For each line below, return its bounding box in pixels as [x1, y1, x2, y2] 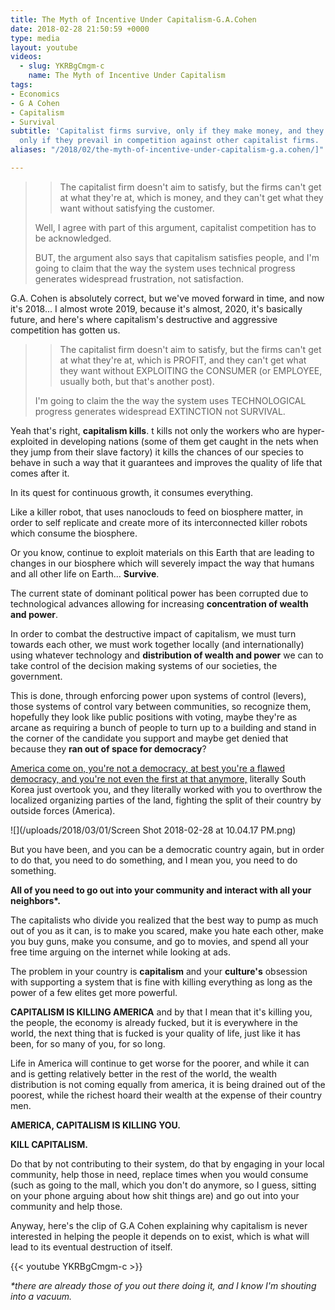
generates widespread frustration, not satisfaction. [34, 272, 245, 285]
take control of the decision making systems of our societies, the [10, 659, 278, 671]
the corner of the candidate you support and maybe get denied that [10, 732, 289, 744]
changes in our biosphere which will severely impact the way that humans [10, 557, 315, 569]
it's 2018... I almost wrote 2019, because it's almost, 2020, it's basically [10, 302, 303, 315]
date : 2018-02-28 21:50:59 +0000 [10, 24, 150, 34]
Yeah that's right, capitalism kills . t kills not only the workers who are [10, 424, 296, 436]
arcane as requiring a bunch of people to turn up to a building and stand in [10, 721, 317, 733]
